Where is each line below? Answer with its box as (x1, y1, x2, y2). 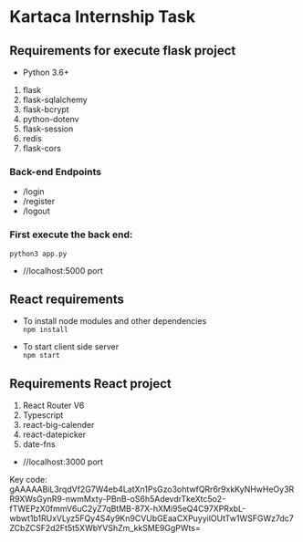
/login (22, 186, 45, 197)
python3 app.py (9, 249, 68, 258)
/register (22, 196, 56, 207)
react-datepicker (22, 429, 87, 440)
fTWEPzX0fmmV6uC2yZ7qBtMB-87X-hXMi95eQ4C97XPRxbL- (9, 504, 246, 515)
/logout (22, 205, 50, 216)
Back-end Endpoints (9, 165, 102, 178)
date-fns (22, 439, 57, 450)
